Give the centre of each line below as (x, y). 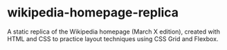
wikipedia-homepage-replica (93, 13)
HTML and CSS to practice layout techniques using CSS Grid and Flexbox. (113, 38)
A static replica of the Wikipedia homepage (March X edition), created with (113, 32)
